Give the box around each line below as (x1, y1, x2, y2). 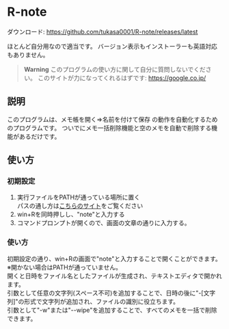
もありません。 (7, 51, 49, 59)
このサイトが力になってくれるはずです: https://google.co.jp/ (37, 73, 206, 82)
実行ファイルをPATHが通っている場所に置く (16, 193, 140, 202)
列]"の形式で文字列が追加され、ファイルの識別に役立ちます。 (7, 297, 180, 305)
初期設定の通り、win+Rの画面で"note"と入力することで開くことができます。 (7, 254, 222, 263)
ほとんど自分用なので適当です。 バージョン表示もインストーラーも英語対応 (7, 42, 217, 50)
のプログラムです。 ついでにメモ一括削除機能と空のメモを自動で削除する (7, 124, 212, 132)
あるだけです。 (18, 132, 61, 140)
